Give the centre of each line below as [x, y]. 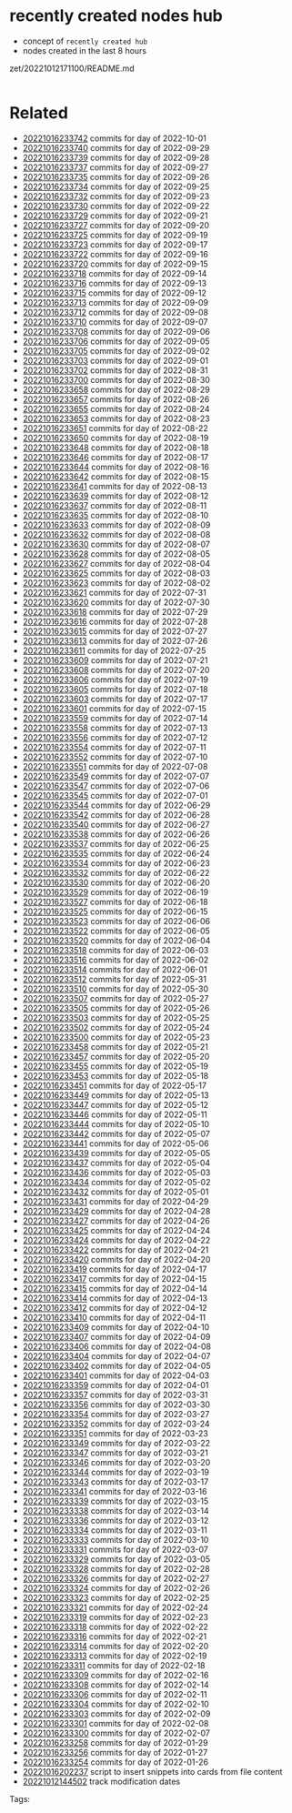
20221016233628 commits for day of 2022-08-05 [116, 554]
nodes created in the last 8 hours [85, 50]
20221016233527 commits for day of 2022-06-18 [115, 901]
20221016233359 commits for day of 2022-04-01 [116, 1385]
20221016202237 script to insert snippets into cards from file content [152, 1771]
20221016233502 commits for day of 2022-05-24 [116, 1027]
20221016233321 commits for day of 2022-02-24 [116, 1607]
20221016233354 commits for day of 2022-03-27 [116, 1414]
